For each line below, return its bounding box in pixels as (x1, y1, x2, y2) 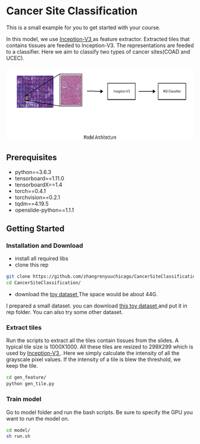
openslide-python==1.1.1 (14, 206, 74, 213)
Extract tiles (6, 324, 42, 332)
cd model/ (6, 427, 31, 433)
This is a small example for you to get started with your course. (6, 24, 161, 31)
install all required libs (14, 255, 68, 262)
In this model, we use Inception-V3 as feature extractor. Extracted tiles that (6, 35, 190, 42)
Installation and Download (6, 241, 83, 250)
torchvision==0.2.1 (14, 194, 61, 201)
